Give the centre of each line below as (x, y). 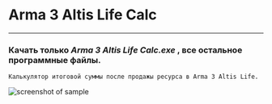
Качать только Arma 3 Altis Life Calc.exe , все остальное (125, 50)
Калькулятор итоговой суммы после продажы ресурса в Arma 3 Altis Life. (134, 77)
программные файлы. (55, 60)
